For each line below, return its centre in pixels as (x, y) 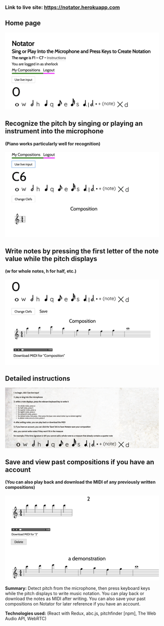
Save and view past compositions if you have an (80, 462)
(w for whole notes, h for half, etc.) (41, 271)
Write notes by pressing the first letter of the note (82, 251)
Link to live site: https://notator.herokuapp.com (62, 7)
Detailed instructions (38, 378)
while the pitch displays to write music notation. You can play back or (75, 594)
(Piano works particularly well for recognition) (53, 144)
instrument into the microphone (54, 131)
